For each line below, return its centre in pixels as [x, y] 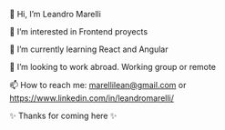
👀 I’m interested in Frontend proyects [79, 31]
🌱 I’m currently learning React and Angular [89, 49]
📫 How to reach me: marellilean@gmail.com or [98, 85]
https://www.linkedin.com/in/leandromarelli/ [92, 98]
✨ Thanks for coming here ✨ [63, 115]
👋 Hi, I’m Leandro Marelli [56, 14]
